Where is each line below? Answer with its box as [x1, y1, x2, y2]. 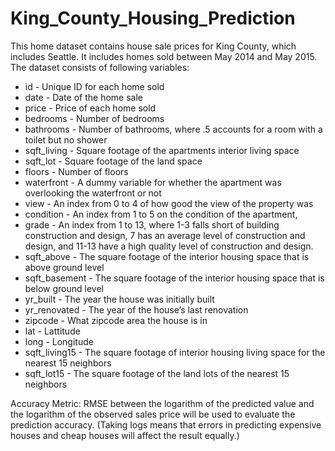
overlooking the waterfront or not [24, 187, 162, 199]
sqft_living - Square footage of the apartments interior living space [24, 144, 300, 156]
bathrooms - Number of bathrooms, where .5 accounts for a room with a [24, 123, 323, 135]
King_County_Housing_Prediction [10, 7, 296, 30]
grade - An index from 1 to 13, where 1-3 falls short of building [24, 218, 280, 231]
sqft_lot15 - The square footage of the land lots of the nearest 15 [24, 367, 290, 379]
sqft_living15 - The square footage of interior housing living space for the [24, 346, 326, 358]
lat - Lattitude [24, 325, 81, 337]
